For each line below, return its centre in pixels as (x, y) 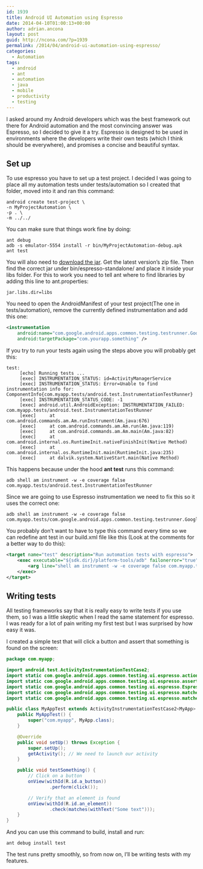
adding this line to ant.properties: (47, 281)
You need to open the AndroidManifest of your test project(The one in (93, 304)
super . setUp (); (47, 748)
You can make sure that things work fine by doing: (69, 229)
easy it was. (21, 630)
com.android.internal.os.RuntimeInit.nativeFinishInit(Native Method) (97, 442)
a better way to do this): (36, 544)
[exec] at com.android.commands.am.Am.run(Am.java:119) (97, 426)
